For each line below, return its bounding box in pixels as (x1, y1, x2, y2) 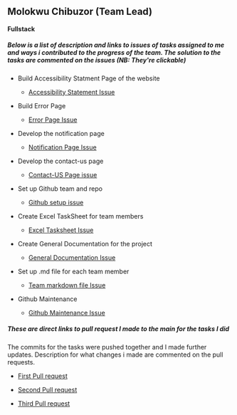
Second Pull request (17, 385, 78, 394)
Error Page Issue (28, 115, 78, 124)
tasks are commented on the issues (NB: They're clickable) (7, 56, 186, 65)
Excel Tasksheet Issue (28, 226, 94, 234)
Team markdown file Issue (28, 280, 106, 289)
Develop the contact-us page (17, 157, 104, 165)
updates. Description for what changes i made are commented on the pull (7, 350, 223, 359)
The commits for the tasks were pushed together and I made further (7, 342, 207, 351)
